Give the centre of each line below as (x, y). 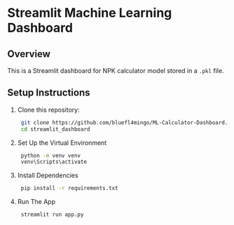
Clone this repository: (48, 110)
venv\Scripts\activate (54, 162)
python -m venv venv (51, 155)
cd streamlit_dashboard (55, 129)
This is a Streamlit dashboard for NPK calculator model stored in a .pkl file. (116, 71)
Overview (29, 54)
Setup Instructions (49, 93)
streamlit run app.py (52, 215)
